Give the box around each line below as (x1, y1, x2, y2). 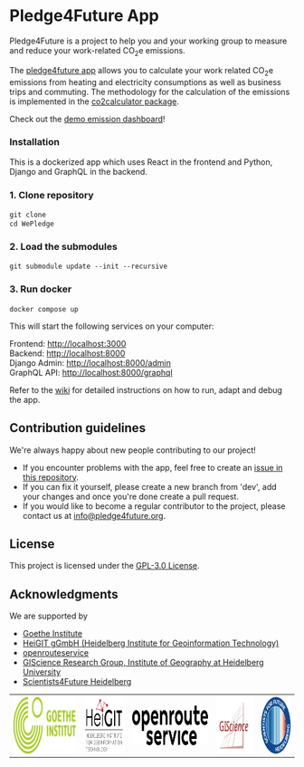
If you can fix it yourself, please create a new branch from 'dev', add (22, 481, 278, 492)
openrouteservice (22, 647, 89, 658)
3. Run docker (9, 283, 72, 295)
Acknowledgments (9, 586, 119, 602)
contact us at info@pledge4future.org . (22, 510, 166, 521)
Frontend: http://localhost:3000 (9, 338, 127, 349)
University (22, 666, 62, 677)
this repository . (22, 472, 79, 483)
